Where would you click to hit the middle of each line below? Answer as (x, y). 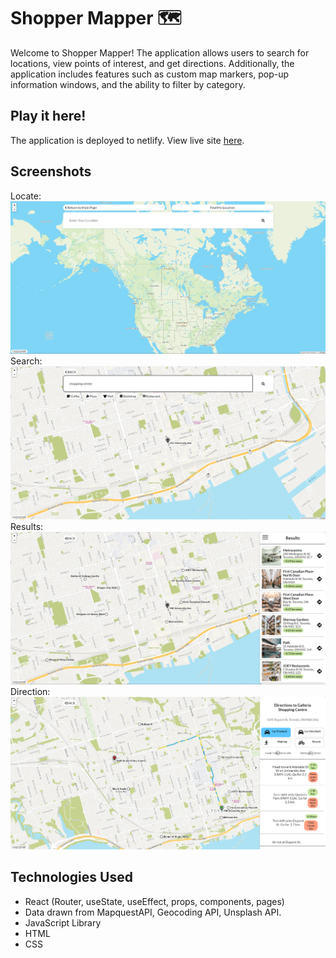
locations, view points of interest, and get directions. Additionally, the (152, 63)
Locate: (26, 196)
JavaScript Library (63, 922)
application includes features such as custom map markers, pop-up (150, 74)
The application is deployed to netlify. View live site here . (127, 140)
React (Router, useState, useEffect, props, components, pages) (154, 901)
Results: (27, 527)
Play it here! (48, 116)
